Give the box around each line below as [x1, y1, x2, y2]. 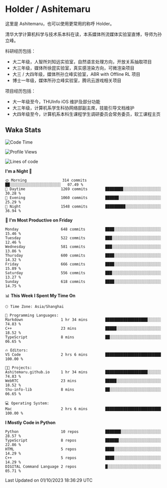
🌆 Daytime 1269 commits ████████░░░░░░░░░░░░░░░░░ [5, 186, 162, 192]
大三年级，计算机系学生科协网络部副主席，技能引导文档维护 [12, 105, 135, 111]
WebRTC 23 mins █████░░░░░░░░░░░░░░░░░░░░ [5, 378, 162, 383]
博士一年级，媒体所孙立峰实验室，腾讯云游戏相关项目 [12, 77, 122, 83]
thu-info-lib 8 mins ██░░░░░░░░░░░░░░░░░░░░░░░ [5, 387, 162, 392]
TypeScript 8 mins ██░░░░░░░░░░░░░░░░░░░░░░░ [5, 334, 162, 340]
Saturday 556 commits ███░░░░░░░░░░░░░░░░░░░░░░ [5, 270, 162, 275]
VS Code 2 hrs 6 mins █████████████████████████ [5, 352, 162, 357]
